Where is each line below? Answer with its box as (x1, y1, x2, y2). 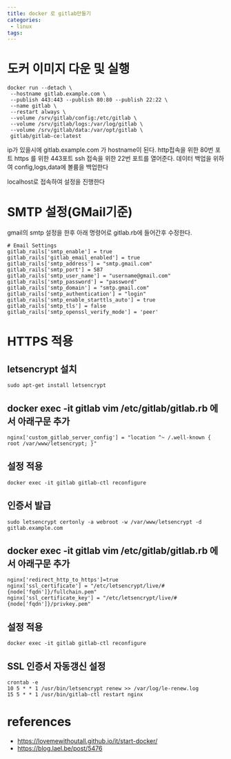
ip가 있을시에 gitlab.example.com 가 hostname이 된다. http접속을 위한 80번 (7, 146, 214, 154)
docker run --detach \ (7, 84, 72, 92)
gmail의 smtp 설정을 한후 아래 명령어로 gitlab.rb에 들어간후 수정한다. (7, 228, 192, 237)
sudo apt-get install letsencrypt (7, 382, 107, 389)
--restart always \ (10, 108, 67, 116)
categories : (7, 17, 41, 23)
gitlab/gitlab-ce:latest (10, 132, 81, 140)
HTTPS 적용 (7, 334, 74, 349)
